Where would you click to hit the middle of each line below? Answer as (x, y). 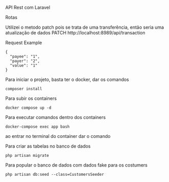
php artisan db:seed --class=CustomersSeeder (55, 174)
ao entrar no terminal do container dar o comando (58, 136)
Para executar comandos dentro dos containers (56, 117)
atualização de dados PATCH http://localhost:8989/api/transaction (75, 33)
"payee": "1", (25, 56)
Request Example (24, 43)
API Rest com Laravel (28, 7)
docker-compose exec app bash (38, 127)
